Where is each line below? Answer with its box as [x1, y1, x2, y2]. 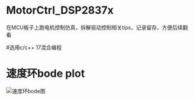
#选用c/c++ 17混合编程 [6, 44, 62, 51]
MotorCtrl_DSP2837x [6, 4, 114, 17]
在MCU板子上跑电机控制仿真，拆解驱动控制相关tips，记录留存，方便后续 [6, 24, 183, 31]
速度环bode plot [6, 67, 85, 80]
